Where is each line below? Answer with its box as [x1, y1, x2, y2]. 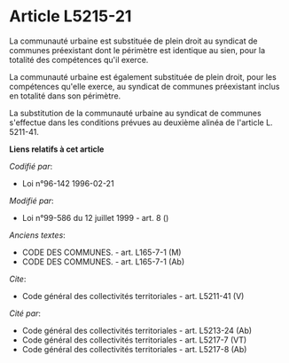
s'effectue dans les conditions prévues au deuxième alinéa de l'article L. [9, 117, 273, 128]
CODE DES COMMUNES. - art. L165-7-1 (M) [21, 247, 182, 257]
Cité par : [9, 308, 42, 319]
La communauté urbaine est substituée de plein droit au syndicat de [9, 36, 258, 46]
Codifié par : [9, 161, 53, 171]
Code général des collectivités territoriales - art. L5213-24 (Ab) [21, 325, 253, 335]
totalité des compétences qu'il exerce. [9, 54, 149, 65]
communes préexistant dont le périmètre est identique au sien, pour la [9, 44, 266, 55]
